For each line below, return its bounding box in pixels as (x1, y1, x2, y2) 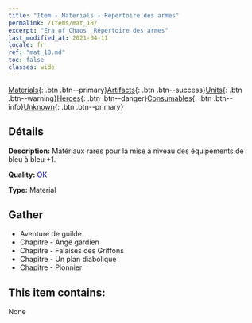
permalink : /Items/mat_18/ (8, 19, 98, 27)
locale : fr (8, 41, 45, 49)
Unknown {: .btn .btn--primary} (23, 102, 124, 111)
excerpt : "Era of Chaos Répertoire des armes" (8, 26, 169, 34)
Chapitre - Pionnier (19, 263, 83, 272)
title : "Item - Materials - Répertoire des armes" (8, 11, 180, 20)
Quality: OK (8, 170, 48, 179)
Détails (8, 125, 44, 139)
